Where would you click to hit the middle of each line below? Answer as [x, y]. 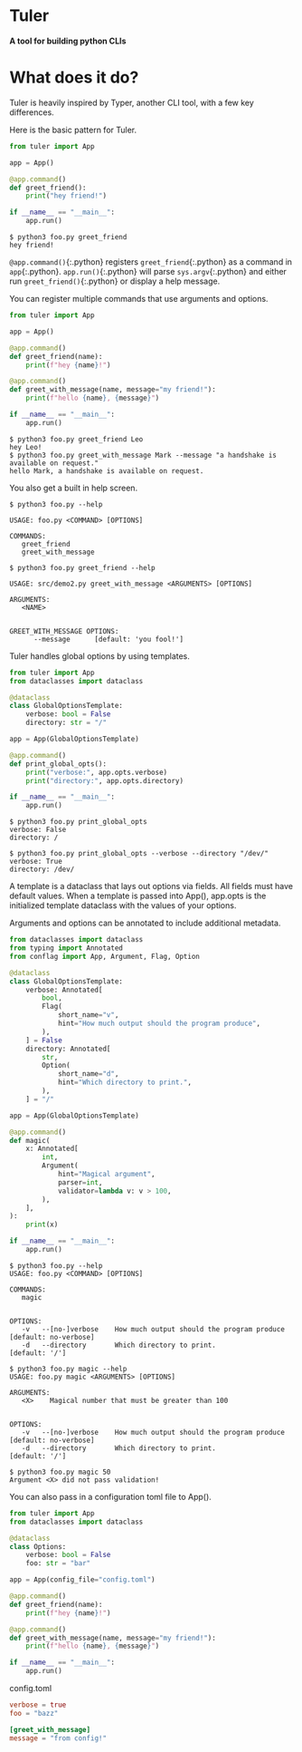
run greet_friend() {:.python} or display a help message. [115, 281]
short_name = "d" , [88, 1074]
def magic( [30, 1140]
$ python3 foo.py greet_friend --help [82, 567]
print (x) [42, 1224]
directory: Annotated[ [68, 1049]
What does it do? [74, 77]
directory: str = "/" [66, 723]
